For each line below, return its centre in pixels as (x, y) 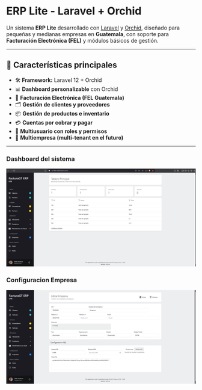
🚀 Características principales (62, 65)
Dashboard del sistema (41, 159)
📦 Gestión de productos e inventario (62, 113)
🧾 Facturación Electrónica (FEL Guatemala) (69, 97)
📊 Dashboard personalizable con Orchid (66, 89)
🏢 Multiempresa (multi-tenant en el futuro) (69, 137)
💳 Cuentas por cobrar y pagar (54, 122)
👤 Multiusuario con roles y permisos (61, 131)
